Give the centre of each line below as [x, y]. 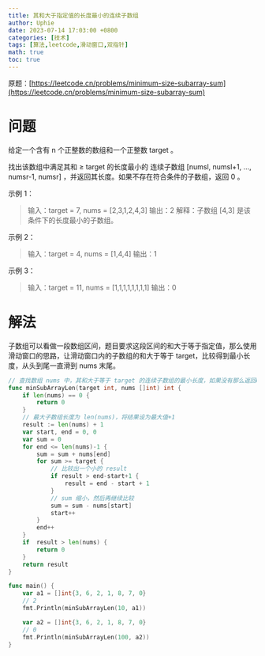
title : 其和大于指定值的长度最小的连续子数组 [74, 15]
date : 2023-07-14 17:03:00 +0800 [63, 30]
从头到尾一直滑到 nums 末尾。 [71, 366]
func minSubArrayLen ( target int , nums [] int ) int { [95, 388]
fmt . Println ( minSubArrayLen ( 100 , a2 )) [86, 637]
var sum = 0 [42, 439]
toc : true [24, 60]
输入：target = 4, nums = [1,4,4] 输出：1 [92, 253]
